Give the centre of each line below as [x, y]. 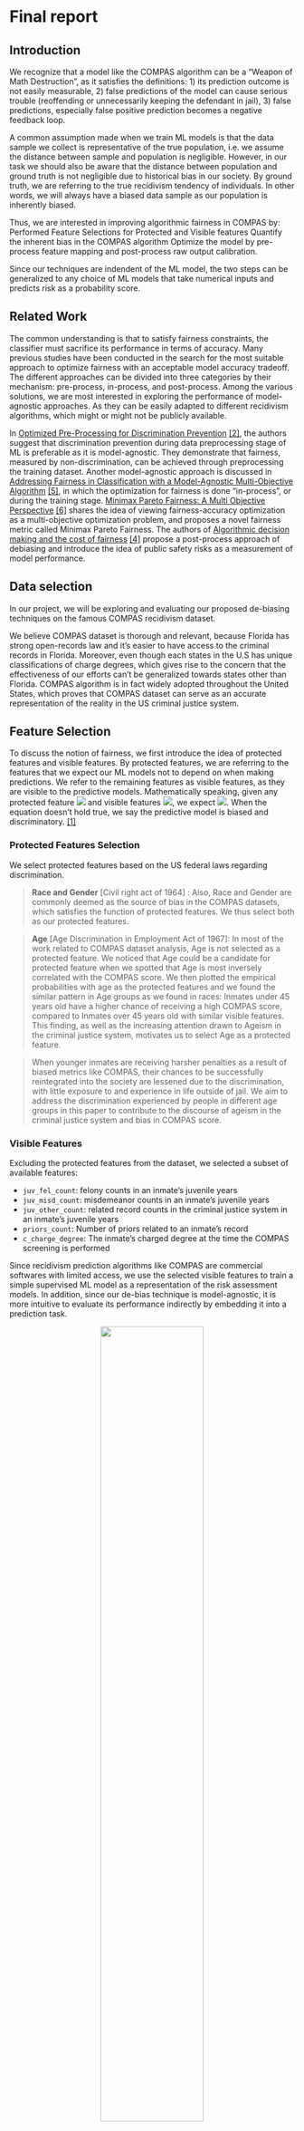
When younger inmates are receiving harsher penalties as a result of [159, 1062]
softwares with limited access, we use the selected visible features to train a [152, 1276]
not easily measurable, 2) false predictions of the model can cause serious [148, 91]
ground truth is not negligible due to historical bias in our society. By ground [151, 176]
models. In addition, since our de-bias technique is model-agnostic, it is [143, 1295]
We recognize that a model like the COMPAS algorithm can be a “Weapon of [151, 72]
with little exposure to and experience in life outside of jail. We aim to [159, 1091]
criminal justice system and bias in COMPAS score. [126, 1120]
